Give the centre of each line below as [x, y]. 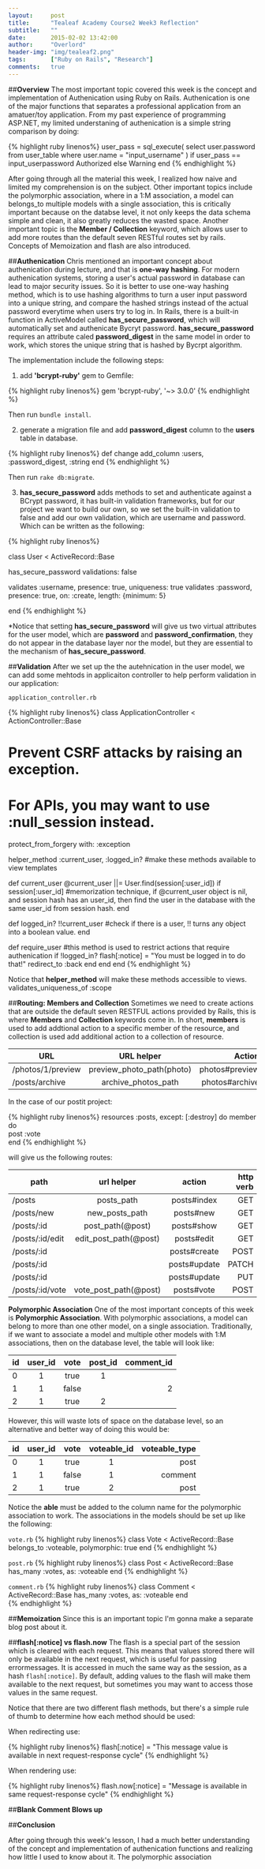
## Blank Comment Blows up [56, 1809]
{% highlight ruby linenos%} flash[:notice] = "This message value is [118, 1747]
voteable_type [169, 1448]
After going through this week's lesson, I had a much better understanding [129, 1840]
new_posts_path [118, 1212]
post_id [104, 1362]
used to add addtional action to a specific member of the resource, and [124, 1028]
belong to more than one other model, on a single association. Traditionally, [131, 1326]
